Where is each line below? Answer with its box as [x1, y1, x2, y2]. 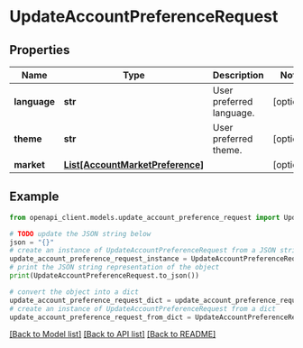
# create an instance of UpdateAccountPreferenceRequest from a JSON [9, 246, 277, 255]
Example [9, 189, 60, 205]
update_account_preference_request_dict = [9, 296, 171, 305]
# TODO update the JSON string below [9, 229, 151, 238]
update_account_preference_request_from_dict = [9, 313, 192, 322]
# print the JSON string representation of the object [9, 263, 220, 272]
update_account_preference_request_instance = [9, 254, 188, 263]
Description [212, 69, 264, 81]
